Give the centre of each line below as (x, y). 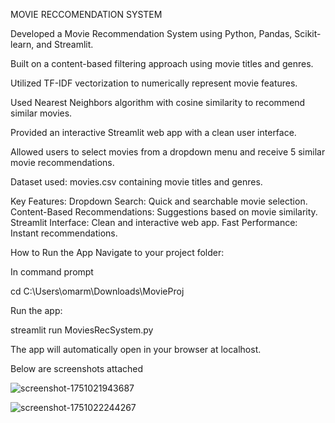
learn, (22, 44)
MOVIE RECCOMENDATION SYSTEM (86, 14)
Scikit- (308, 33)
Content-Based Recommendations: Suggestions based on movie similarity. (164, 212)
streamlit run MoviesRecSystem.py (82, 330)
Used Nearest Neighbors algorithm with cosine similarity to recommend (158, 102)
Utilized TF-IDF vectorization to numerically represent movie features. (154, 83)
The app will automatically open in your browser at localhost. (136, 349)
